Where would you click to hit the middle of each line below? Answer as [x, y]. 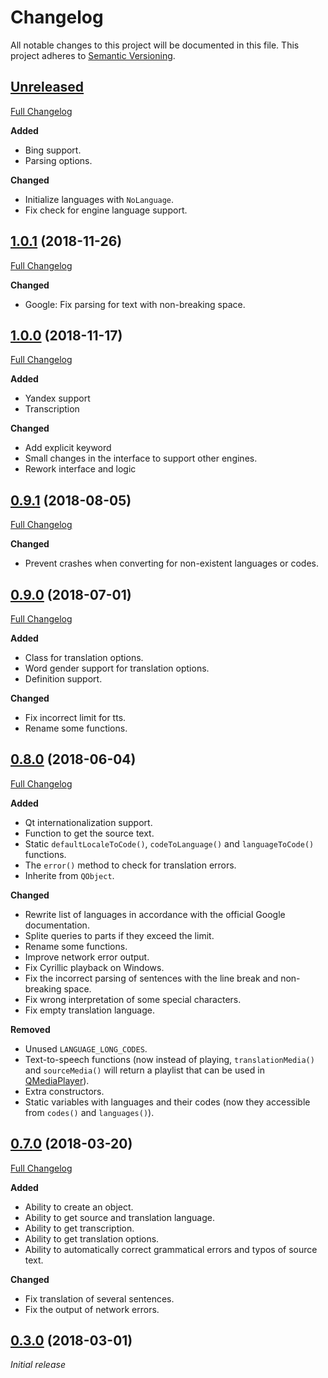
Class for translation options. [84, 657]
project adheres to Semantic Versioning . [93, 55]
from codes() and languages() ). [89, 1112]
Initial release [38, 1365]
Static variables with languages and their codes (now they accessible [167, 1102]
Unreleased [47, 87]
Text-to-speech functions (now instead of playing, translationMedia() [169, 1059]
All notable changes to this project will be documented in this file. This [155, 45]
